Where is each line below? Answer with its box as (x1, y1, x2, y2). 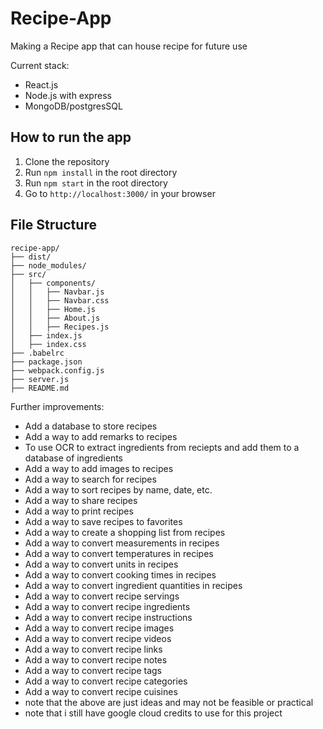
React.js (24, 78, 59, 91)
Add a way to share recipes (24, 494, 138, 506)
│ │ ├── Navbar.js (10, 287, 105, 297)
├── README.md (10, 383, 70, 393)
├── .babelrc (10, 348, 65, 358)
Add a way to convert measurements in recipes (24, 537, 220, 549)
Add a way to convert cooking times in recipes (24, 568, 217, 581)
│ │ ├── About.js (10, 313, 101, 323)
